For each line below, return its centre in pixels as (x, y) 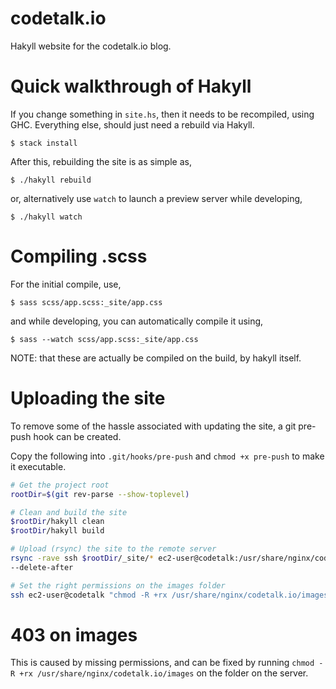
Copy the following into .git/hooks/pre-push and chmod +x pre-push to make (167, 456)
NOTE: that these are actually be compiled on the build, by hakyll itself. (156, 358)
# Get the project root (60, 485)
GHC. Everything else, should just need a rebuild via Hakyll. (132, 124)
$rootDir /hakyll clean (57, 522)
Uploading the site (88, 398)
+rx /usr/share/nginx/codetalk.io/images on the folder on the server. (164, 673)
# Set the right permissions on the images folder (118, 585)
